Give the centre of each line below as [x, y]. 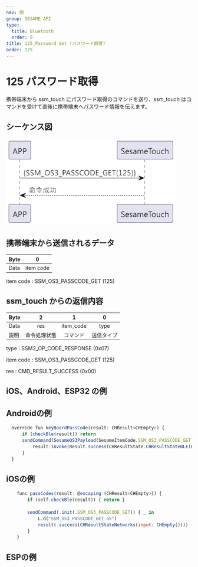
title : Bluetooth [33, 31]
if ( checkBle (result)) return [59, 434]
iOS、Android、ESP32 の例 [57, 391]
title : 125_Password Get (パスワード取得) [56, 44]
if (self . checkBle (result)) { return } [76, 500]
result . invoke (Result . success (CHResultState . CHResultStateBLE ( [112, 447]
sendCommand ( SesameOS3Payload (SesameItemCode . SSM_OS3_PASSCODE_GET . [108, 440]
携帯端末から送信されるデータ [60, 243]
